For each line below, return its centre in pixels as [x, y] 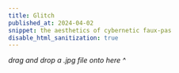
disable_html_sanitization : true [63, 38]
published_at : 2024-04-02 [51, 23]
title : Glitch [32, 15]
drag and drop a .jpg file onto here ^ [67, 60]
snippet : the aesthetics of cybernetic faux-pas [90, 30]
